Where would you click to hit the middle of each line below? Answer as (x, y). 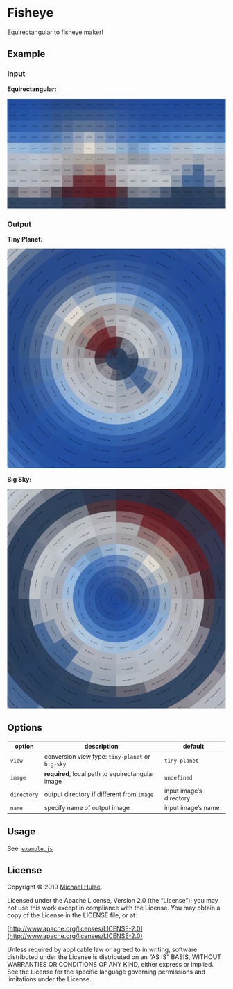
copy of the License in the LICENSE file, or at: (72, 915)
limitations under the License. (49, 979)
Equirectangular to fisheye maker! (55, 32)
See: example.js (30, 848)
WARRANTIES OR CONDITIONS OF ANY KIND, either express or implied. (110, 965)
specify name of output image (87, 808)
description (101, 747)
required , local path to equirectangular (99, 773)
